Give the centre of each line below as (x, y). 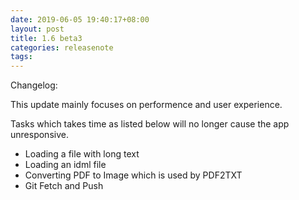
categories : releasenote (62, 47)
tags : (21, 57)
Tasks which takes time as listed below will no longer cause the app (150, 124)
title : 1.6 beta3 (46, 38)
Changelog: (34, 85)
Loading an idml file (65, 165)
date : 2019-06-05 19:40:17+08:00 (80, 19)
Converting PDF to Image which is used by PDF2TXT (133, 175)
